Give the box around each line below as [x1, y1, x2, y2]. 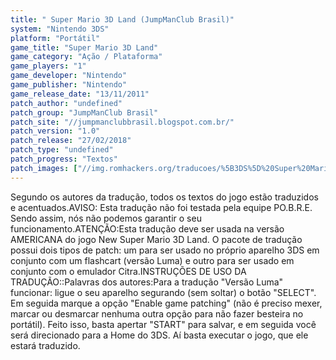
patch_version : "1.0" [10, 126, 101, 136]
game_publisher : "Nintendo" [10, 80, 128, 90]
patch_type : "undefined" [10, 145, 114, 155]
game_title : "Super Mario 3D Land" [10, 42, 159, 53]
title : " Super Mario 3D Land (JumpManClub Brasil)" [10, 14, 235, 25]
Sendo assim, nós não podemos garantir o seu [10, 212, 202, 224]
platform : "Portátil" [10, 33, 101, 43]
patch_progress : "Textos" [10, 154, 118, 164]
